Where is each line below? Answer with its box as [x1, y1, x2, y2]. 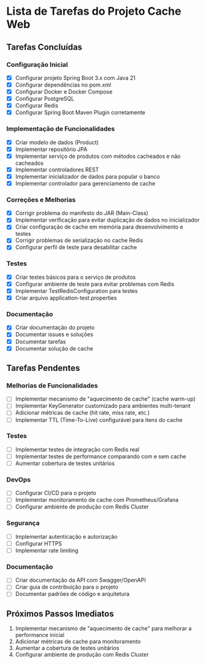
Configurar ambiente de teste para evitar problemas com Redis [15, 280, 175, 287]
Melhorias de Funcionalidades [6, 381, 98, 389]
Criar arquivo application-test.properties [15, 294, 118, 302]
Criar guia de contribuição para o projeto [15, 584, 118, 591]
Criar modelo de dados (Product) [15, 138, 99, 146]
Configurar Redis [15, 102, 58, 109]
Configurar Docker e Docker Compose [15, 88, 113, 95]
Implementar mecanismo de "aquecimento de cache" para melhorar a [15, 625, 192, 632]
